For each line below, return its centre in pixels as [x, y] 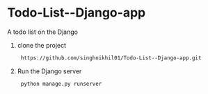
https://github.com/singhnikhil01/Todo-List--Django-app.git [111, 58]
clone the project [42, 45]
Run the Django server [49, 71]
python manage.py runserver [61, 84]
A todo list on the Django [43, 32]
